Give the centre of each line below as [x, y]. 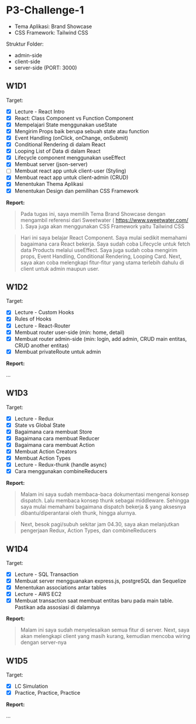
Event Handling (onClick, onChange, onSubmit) [71, 138]
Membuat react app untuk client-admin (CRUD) [71, 177]
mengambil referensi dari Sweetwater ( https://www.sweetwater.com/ [104, 220]
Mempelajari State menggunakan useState [66, 125]
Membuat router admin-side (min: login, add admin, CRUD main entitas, [101, 339]
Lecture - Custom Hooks [44, 312]
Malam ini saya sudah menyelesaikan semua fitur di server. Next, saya [105, 630]
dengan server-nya [44, 642]
